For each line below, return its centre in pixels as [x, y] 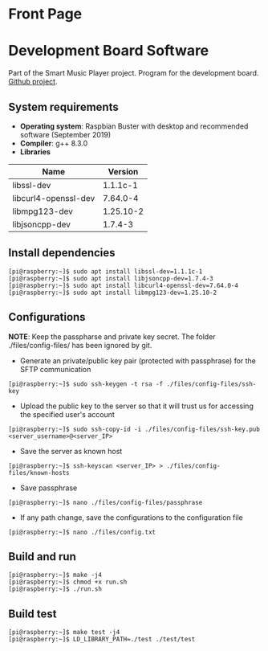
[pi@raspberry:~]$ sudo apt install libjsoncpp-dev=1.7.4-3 [111, 278]
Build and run [42, 557]
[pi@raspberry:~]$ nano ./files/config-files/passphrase [106, 502]
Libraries [35, 151]
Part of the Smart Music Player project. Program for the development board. [134, 73]
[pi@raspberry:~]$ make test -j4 [64, 633]
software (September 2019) [65, 134]
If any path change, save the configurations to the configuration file [131, 517]
